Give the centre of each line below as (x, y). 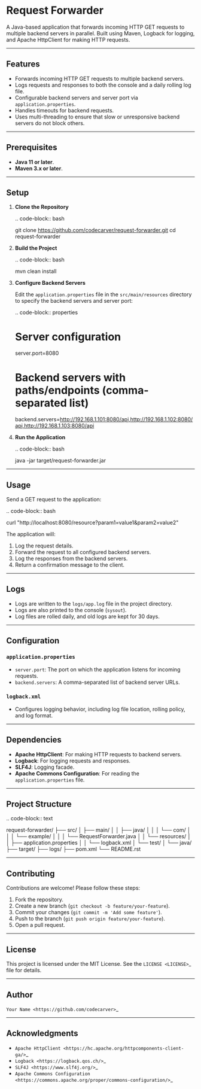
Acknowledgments (42, 1034)
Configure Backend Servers (50, 283)
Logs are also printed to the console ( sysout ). (71, 610)
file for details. (24, 971)
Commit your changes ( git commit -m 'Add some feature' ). (89, 912)
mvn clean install (36, 271)
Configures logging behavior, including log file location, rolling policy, (100, 709)
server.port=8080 (37, 353)
